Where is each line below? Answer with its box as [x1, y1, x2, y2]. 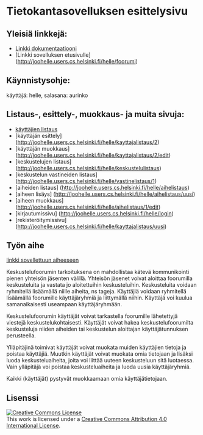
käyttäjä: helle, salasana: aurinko [6, 92, 88, 99]
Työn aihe [6, 240, 45, 251]
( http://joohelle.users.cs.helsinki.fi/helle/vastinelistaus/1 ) [15, 177, 157, 184]
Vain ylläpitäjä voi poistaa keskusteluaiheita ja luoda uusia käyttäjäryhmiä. [6, 363, 191, 370]
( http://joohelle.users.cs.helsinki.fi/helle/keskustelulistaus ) [15, 164, 162, 171]
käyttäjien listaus [15, 125, 58, 132]
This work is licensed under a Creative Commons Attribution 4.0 [6, 415, 168, 423]
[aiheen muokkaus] [15, 196, 64, 204]
